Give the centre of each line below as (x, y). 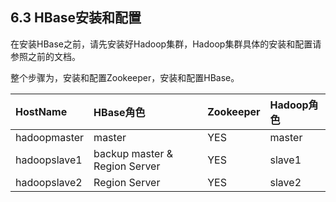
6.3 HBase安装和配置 (76, 18)
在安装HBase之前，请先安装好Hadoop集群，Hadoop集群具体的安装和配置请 (166, 44)
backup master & (133, 153)
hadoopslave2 (49, 182)
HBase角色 (119, 112)
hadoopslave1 (49, 160)
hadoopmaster (50, 137)
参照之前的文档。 (45, 56)
